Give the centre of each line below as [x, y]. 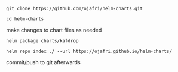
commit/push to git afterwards [43, 62]
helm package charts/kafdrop [42, 41]
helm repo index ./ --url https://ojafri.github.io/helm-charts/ [89, 51]
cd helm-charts [25, 19]
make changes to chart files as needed [54, 30]
